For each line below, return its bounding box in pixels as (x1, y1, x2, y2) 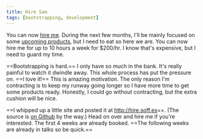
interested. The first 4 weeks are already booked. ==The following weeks (6, 119, 189, 126)
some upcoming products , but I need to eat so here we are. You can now (6, 38, 188, 45)
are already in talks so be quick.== (6, 126, 93, 133)
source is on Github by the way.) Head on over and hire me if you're (6, 113, 176, 120)
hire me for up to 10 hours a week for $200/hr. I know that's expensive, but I (6, 44, 196, 52)
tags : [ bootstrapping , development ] (6, 15, 99, 21)
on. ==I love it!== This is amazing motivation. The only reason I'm (6, 75, 170, 83)
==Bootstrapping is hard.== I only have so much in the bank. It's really (6, 62, 182, 70)
